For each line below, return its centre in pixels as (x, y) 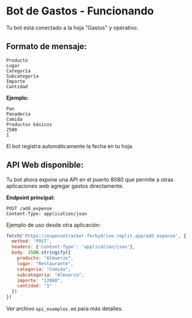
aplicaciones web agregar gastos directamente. (65, 186)
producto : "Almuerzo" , (45, 258)
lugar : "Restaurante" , (45, 263)
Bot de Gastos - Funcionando (80, 11)
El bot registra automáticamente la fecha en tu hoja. (70, 146)
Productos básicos (29, 124)
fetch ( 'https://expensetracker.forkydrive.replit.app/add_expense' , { (96, 236)
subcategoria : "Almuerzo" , (51, 275)
